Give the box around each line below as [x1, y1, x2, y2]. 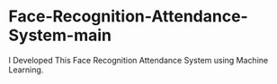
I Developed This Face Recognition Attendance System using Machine [8, 55, 269, 65]
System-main [8, 25, 112, 46]
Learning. [8, 64, 44, 75]
